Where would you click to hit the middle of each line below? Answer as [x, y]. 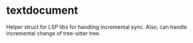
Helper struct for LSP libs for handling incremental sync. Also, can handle [97, 27]
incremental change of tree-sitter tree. [53, 33]
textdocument [42, 10]
